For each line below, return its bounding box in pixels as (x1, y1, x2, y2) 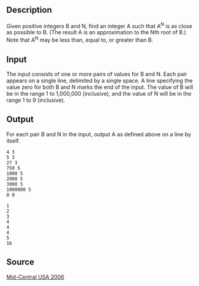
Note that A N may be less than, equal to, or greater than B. (6, 35, 154, 44)
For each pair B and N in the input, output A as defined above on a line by (6, 130, 192, 137)
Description (6, 5, 52, 15)
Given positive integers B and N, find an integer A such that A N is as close (6, 21, 193, 29)
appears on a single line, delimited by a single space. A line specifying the (6, 77, 193, 84)
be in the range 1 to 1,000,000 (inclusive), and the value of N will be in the (6, 90, 192, 97)
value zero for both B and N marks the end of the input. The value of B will (6, 83, 193, 91)
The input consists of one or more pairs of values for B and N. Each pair (6, 70, 187, 77)
